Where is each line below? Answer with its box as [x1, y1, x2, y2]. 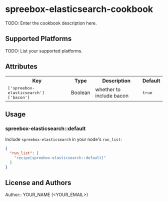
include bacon [95, 92, 129, 99]
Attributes [5, 62, 37, 71]
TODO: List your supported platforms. [5, 47, 83, 53]
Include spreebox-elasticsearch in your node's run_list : [5, 136, 122, 142]
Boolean [70, 89, 91, 96]
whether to [95, 86, 121, 93]
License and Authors [5, 178, 71, 187]
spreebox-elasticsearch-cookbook [5, 3, 153, 15]
